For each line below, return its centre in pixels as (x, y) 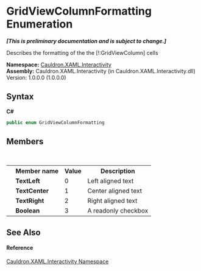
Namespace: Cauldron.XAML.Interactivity (59, 65)
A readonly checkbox (118, 211)
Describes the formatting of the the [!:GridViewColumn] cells (82, 52)
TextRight (30, 201)
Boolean (28, 211)
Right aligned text (112, 201)
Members (25, 142)
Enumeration (40, 24)
